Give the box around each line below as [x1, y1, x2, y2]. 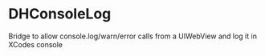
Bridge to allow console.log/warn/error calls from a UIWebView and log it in [8, 31, 257, 41]
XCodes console [8, 39, 63, 49]
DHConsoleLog [8, 5, 112, 23]
